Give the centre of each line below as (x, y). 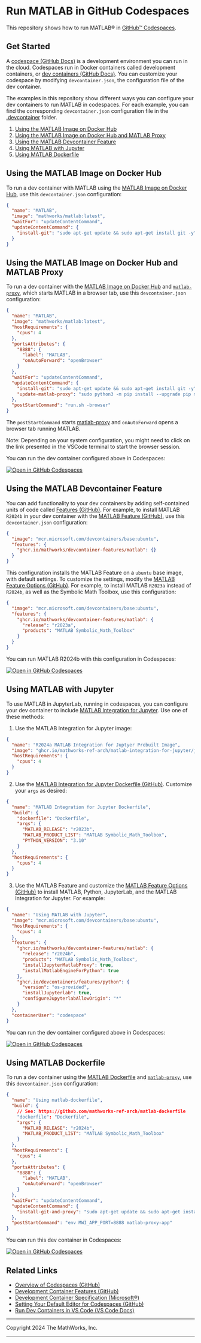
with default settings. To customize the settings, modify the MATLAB (91, 579)
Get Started (28, 47)
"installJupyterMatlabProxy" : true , (68, 965)
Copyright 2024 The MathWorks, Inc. (52, 1328)
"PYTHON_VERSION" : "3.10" (54, 841)
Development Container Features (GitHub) (67, 1291)
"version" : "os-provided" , (56, 987)
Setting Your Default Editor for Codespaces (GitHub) (79, 1304)
